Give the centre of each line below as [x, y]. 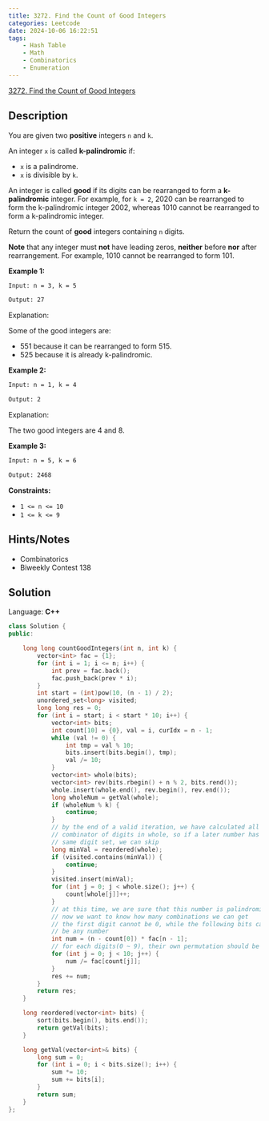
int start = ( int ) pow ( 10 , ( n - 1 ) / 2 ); [105, 693]
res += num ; [71, 976]
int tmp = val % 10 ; [100, 745]
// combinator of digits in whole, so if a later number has [155, 835]
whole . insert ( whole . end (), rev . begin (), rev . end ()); [141, 790]
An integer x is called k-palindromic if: [72, 151]
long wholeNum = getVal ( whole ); [105, 797]
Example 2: [27, 370]
